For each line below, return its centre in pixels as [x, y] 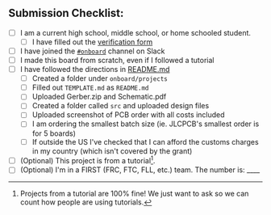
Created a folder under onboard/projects [100, 78]
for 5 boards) [54, 133]
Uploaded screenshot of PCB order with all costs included [128, 115]
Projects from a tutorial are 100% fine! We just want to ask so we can [134, 194]
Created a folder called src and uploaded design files [121, 106]
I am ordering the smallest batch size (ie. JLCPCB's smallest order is [146, 124]
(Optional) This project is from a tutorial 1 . [88, 160]
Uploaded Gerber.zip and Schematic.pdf [99, 97]
